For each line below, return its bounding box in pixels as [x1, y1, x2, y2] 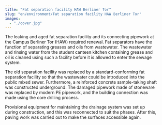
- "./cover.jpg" [9, 20, 42, 26]
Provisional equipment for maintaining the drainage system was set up [5, 104, 145, 110]
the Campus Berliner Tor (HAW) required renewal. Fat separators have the [5, 39, 152, 45]
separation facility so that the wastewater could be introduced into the [5, 74, 145, 80]
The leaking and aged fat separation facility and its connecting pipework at [5, 34, 154, 40]
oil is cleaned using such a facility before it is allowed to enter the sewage [5, 54, 152, 61]
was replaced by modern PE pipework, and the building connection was [5, 90, 148, 95]
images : [5, 16, 21, 21]
